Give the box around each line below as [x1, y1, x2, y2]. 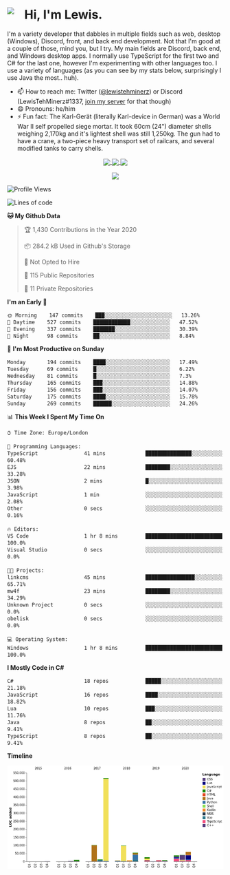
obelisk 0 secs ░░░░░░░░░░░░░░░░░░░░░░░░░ [7, 615, 223, 622]
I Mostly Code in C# [7, 664, 65, 672]
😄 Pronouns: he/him [16, 104, 76, 113]
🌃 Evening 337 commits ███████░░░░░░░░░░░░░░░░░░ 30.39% [7, 326, 198, 333]
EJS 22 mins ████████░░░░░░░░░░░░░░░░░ [7, 464, 223, 471]
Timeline [7, 752, 33, 760]
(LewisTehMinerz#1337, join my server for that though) [16, 97, 172, 105]
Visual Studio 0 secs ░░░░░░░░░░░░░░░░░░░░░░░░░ [7, 547, 223, 554]
